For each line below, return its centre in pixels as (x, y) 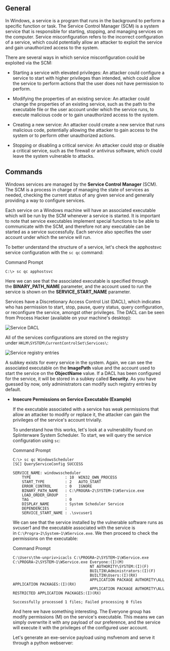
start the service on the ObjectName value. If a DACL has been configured (83, 373)
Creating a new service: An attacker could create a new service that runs (89, 124)
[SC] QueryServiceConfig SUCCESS (48, 464)
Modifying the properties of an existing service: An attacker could (81, 98)
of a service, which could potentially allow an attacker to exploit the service (84, 42)
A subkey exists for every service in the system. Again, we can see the (79, 362)
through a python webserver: (43, 643)
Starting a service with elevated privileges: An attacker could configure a (89, 73)
